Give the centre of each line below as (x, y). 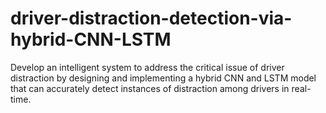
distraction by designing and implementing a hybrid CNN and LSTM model (163, 78)
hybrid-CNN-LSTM (91, 39)
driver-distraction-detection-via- (151, 18)
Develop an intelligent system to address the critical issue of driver (147, 67)
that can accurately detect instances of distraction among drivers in (150, 88)
